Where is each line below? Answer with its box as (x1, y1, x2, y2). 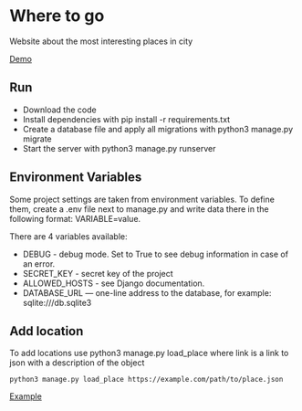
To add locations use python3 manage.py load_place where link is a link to (9, 348, 289, 359)
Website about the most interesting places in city (9, 36, 193, 47)
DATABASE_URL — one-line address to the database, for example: (22, 287, 272, 298)
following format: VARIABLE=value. (9, 213, 141, 224)
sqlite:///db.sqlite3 (22, 297, 92, 308)
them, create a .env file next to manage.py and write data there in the (9, 203, 269, 215)
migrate (22, 133, 52, 144)
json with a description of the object (9, 357, 145, 368)
